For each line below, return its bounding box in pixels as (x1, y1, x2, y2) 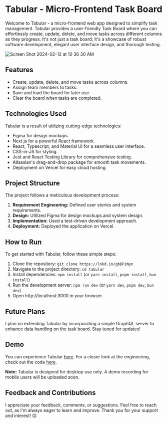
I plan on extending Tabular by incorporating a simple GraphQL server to (5, 321, 154, 326)
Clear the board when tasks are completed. (12, 95, 102, 101)
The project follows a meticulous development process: (5, 192, 119, 198)
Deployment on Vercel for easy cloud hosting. (12, 164, 107, 170)
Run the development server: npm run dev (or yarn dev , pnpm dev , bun (12, 282, 154, 288)
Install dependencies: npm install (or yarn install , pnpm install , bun (12, 272, 156, 278)
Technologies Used (5, 109, 66, 118)
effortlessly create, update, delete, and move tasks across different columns (5, 31, 162, 37)
